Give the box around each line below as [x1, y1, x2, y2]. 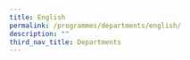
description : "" [9, 29, 70, 38]
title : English [9, 12, 66, 22]
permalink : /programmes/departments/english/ [9, 21, 181, 30]
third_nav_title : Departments [9, 37, 122, 47]
